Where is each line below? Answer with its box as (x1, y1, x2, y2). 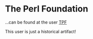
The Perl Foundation (5, 3, 89, 14)
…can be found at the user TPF (5, 19, 67, 25)
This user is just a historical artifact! (5, 28, 76, 34)
